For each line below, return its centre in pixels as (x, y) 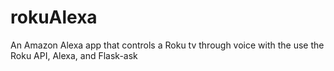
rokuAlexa (54, 17)
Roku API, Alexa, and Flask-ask (74, 55)
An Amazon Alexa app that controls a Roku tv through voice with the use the (167, 45)
